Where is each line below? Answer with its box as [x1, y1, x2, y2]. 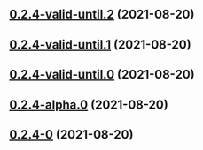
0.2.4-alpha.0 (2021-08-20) [9, 97, 168, 112]
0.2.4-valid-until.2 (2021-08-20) [9, 7, 195, 22]
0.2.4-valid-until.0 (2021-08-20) [9, 67, 195, 82]
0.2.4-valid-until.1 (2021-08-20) [9, 37, 192, 52]
